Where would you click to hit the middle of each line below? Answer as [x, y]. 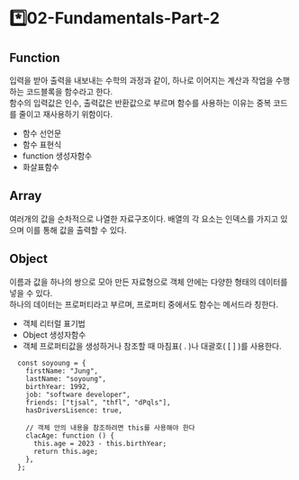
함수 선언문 [42, 133]
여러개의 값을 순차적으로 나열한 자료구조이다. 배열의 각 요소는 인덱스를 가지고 [144, 219]
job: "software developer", [78, 394]
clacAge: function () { [70, 435]
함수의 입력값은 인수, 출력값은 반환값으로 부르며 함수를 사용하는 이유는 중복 [140, 103]
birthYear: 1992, [58, 386]
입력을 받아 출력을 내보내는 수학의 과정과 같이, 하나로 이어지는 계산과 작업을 [141, 80]
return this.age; [66, 451]
